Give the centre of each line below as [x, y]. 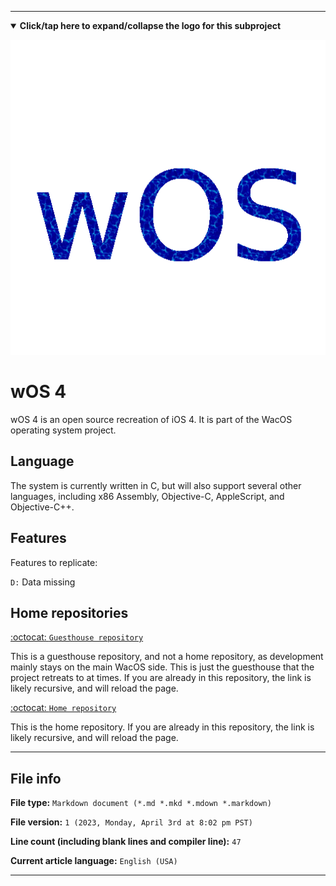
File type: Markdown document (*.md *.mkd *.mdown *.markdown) [141, 803]
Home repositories [69, 612]
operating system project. [63, 430]
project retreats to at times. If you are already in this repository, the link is [161, 678]
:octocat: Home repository [63, 708]
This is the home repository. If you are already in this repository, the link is [162, 727]
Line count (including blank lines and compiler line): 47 [126, 842]
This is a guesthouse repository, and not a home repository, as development [167, 657]
